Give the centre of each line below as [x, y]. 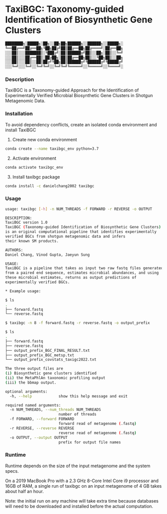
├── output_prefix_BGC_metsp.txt [40, 355]
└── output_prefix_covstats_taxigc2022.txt [51, 360]
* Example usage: [23, 291]
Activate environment [34, 158]
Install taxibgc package [36, 177]
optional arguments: [27, 392]
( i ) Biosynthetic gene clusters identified [51, 373]
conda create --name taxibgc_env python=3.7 [52, 149]
